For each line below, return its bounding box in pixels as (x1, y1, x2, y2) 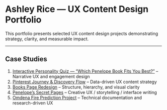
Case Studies (5, 55, 47, 63)
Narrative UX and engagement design (12, 73, 90, 79)
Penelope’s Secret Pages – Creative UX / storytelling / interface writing (12, 89, 158, 95)
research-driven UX (12, 100, 53, 106)
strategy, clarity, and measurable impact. (5, 36, 89, 42)
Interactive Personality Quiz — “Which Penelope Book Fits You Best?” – (12, 68, 159, 74)
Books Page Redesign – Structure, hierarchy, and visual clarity (12, 84, 140, 90)
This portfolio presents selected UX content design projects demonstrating (5, 30, 158, 36)
